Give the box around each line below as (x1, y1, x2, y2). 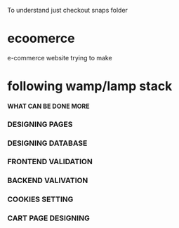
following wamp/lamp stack (7, 79, 173, 94)
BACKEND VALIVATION (7, 175, 88, 185)
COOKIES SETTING (7, 194, 74, 204)
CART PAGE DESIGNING (7, 213, 90, 223)
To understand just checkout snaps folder (7, 6, 128, 14)
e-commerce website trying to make (7, 53, 112, 62)
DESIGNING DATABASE (7, 138, 88, 148)
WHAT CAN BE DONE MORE (7, 102, 90, 110)
